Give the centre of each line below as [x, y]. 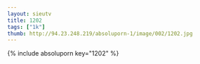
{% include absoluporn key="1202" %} [63, 53]
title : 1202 [25, 20]
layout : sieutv [29, 14]
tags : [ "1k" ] [26, 27]
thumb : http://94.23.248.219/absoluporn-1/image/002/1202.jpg [100, 33]
